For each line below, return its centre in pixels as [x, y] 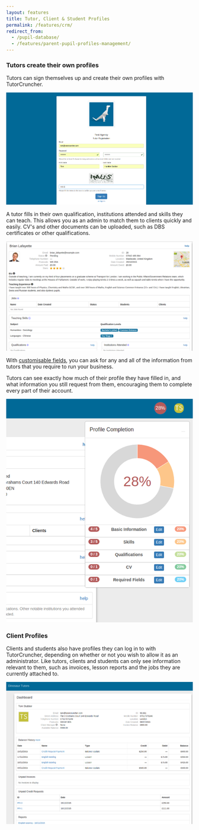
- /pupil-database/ [36, 38]
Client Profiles [27, 635]
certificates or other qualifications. [48, 233]
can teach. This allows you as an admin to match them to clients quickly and [99, 221]
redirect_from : [25, 31]
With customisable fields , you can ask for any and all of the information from [99, 361]
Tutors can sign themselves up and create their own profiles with [85, 78]
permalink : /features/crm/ [39, 25]
